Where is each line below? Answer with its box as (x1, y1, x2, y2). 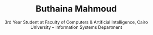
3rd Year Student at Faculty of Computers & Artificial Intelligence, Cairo (4, 19, 148, 25)
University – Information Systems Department (30, 24, 122, 30)
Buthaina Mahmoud (35, 3, 117, 14)
